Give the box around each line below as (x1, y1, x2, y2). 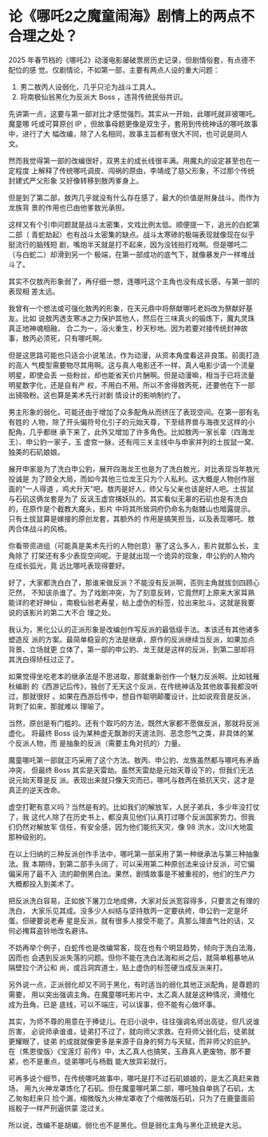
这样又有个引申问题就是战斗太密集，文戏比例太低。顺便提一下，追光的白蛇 (8, 219, 253, 229)
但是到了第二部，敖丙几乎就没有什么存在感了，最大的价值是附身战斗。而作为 (8, 192, 260, 202)
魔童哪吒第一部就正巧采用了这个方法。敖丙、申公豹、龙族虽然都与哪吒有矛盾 (8, 755, 260, 764)
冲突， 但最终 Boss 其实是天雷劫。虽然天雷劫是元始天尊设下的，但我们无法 (8, 765, 254, 775)
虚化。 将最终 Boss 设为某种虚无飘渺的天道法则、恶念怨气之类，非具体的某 (8, 728, 254, 738)
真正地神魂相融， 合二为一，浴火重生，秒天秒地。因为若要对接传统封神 (8, 323, 241, 333)
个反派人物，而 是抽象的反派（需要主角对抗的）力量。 (8, 738, 185, 748)
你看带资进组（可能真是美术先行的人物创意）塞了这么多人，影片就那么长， (8, 540, 253, 551)
